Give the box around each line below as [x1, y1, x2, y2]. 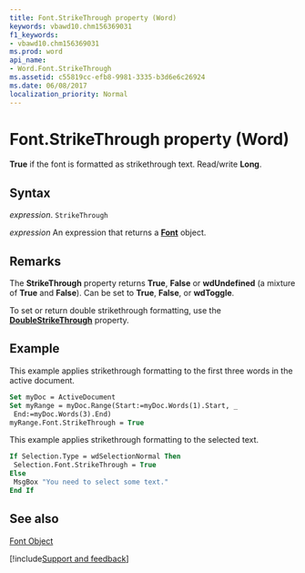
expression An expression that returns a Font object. [9, 227, 207, 238]
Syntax [9, 185, 51, 200]
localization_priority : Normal [9, 89, 128, 98]
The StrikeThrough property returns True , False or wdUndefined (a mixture [9, 278, 296, 289]
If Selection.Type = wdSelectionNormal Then [9, 452, 181, 461]
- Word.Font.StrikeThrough [9, 65, 112, 74]
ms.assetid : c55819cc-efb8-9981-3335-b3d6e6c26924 [9, 73, 206, 82]
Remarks [9, 253, 62, 269]
